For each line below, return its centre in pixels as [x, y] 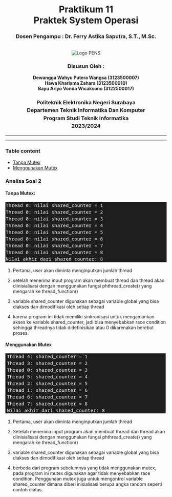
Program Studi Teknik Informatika [86, 118]
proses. [21, 333]
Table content [23, 151]
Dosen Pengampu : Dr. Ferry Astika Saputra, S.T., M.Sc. [86, 36]
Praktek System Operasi [86, 20]
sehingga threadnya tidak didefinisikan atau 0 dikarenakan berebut [83, 328]
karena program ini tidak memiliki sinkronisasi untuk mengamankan [83, 316]
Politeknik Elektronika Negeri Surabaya [86, 102]
